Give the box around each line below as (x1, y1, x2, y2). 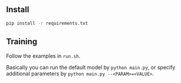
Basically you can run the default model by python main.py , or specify (6, 64, 176, 71)
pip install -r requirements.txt (6, 20, 88, 26)
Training (6, 36, 38, 47)
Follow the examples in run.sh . (6, 52, 81, 59)
